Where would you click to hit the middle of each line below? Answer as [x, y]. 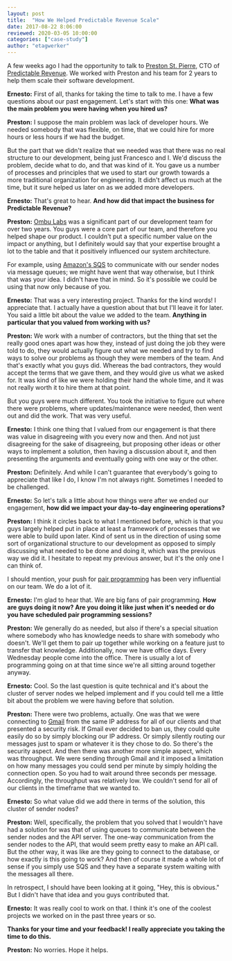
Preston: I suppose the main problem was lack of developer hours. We [108, 122]
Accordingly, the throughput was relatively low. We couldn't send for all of [113, 780]
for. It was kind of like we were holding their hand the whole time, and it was [115, 380]
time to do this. [29, 936]
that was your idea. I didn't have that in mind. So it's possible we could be [112, 279]
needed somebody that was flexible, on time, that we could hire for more [111, 130]
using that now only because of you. [59, 287]
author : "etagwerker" [38, 46]
